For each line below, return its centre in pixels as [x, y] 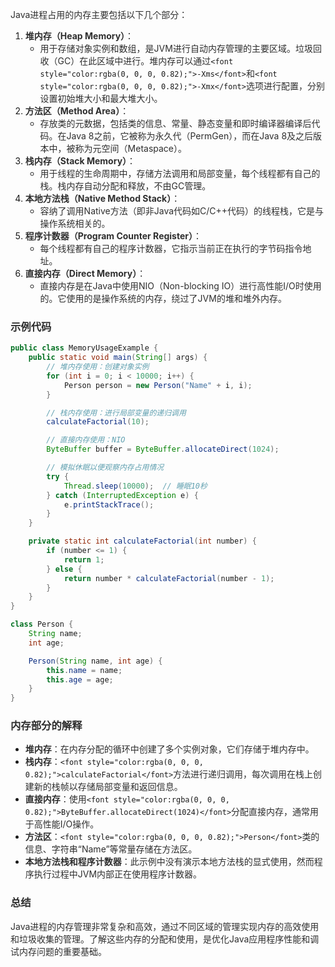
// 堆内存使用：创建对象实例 [98, 367]
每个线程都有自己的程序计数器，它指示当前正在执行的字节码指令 [171, 248]
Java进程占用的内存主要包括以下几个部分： [99, 14]
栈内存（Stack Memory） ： [80, 161]
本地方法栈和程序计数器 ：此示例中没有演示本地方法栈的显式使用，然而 [169, 862]
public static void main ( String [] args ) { [118, 358]
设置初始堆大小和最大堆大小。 [101, 98]
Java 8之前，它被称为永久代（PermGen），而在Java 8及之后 [190, 136]
